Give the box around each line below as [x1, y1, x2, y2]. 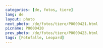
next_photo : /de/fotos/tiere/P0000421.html [5, 21, 98, 26]
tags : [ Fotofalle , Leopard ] [5, 35, 65, 40]
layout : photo [5, 16, 35, 21]
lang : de [5, 12, 24, 17]
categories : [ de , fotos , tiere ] [5, 7, 73, 12]
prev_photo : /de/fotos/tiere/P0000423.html [5, 30, 98, 35]
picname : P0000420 [5, 26, 44, 31]
